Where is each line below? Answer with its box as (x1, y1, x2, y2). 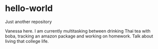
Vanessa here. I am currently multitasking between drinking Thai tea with (5, 28, 151, 34)
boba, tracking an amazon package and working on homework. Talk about (5, 33, 154, 39)
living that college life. (5, 38, 49, 44)
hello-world (5, 3, 53, 14)
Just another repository (5, 19, 52, 24)
